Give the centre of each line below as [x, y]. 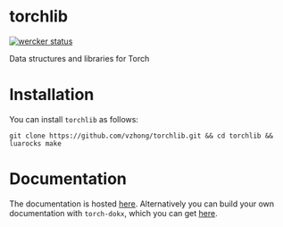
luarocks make [36, 143]
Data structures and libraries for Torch [79, 58]
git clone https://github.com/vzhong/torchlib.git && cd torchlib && [141, 136]
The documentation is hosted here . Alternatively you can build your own [142, 204]
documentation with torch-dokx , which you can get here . [113, 213]
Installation [52, 95]
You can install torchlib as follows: [74, 119]
